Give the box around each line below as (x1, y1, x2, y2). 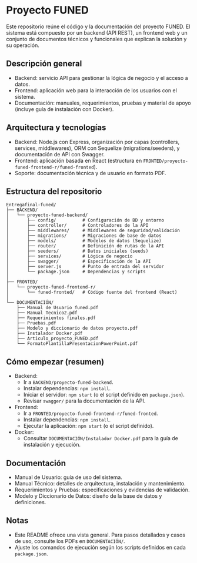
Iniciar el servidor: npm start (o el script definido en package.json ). (23, 391, 185, 398)
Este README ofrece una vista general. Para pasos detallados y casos (14, 531, 186, 538)
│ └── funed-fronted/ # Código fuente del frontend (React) (6, 289, 178, 296)
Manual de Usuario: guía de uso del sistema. (14, 474, 122, 481)
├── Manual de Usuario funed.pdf (16, 305, 99, 311)
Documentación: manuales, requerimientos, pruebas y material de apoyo (14, 99, 191, 106)
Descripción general (6, 59, 82, 69)
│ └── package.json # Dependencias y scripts (6, 269, 146, 275)
